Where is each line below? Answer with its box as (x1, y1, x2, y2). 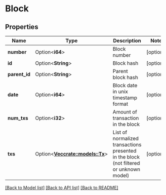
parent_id (7, 71, 31, 78)
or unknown (113, 166, 141, 173)
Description (113, 38, 141, 44)
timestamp (113, 94, 137, 101)
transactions (113, 141, 142, 148)
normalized (113, 135, 139, 142)
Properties (5, 23, 39, 31)
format (113, 101, 128, 107)
